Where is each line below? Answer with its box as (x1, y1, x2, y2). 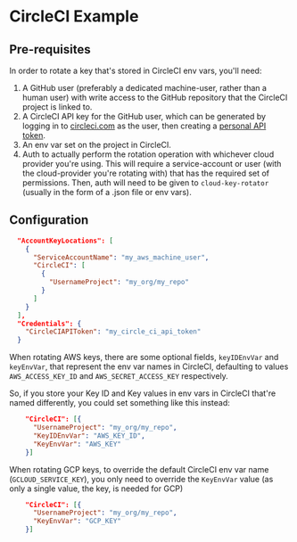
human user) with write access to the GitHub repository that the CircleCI (21, 92, 288, 103)
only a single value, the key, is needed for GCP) (9, 483, 184, 494)
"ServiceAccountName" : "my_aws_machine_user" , (32, 252, 210, 262)
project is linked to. (21, 102, 93, 112)
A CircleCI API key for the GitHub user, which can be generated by (21, 111, 266, 121)
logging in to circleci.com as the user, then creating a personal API (21, 120, 267, 131)
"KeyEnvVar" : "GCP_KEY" (32, 517, 122, 526)
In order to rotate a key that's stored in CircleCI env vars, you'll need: (9, 65, 262, 76)
